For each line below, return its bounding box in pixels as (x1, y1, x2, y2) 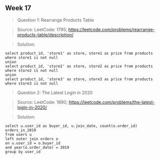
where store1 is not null (5, 55, 58, 60)
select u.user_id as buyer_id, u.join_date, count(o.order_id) (5, 123, 138, 128)
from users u (5, 132, 32, 137)
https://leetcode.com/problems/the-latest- (68, 99, 155, 105)
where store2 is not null (5, 68, 58, 73)
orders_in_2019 (5, 127, 36, 132)
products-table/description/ (17, 32, 74, 37)
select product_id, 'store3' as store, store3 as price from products (5, 76, 153, 82)
